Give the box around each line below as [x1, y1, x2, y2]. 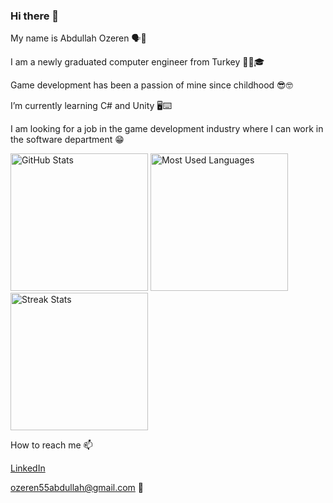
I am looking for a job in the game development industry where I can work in [10, 123, 324, 135]
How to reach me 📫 [10, 439, 93, 451]
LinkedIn [10, 462, 46, 474]
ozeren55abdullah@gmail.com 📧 [10, 482, 144, 494]
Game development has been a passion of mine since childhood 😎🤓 [10, 79, 293, 91]
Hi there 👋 [10, 9, 60, 23]
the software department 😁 [10, 134, 125, 146]
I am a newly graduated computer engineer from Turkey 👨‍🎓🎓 [10, 56, 265, 68]
